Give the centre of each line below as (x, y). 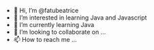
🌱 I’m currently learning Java (54, 25)
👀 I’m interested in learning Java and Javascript (80, 18)
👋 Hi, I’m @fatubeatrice (46, 10)
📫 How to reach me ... (45, 40)
